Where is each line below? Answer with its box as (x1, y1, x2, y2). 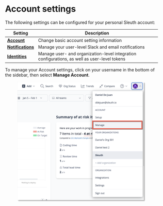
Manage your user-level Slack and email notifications (38, 44, 145, 50)
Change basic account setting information (38, 37, 122, 43)
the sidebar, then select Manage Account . (5, 72, 90, 78)
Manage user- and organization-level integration (38, 51, 137, 57)
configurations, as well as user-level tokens (38, 56, 126, 62)
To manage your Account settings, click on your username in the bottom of (5, 67, 155, 72)
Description (84, 30, 109, 36)
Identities (7, 53, 27, 59)
